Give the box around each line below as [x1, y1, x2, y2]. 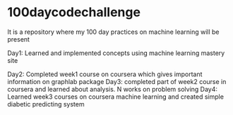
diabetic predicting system [7, 99, 85, 108]
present [7, 35, 30, 43]
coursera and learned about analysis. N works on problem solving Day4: [7, 85, 217, 93]
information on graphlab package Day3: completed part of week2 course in [7, 77, 227, 85]
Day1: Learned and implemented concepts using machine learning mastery [7, 49, 225, 57]
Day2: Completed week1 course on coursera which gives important [7, 70, 203, 78]
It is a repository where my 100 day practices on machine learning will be [7, 28, 220, 36]
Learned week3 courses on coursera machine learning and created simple [7, 92, 225, 101]
